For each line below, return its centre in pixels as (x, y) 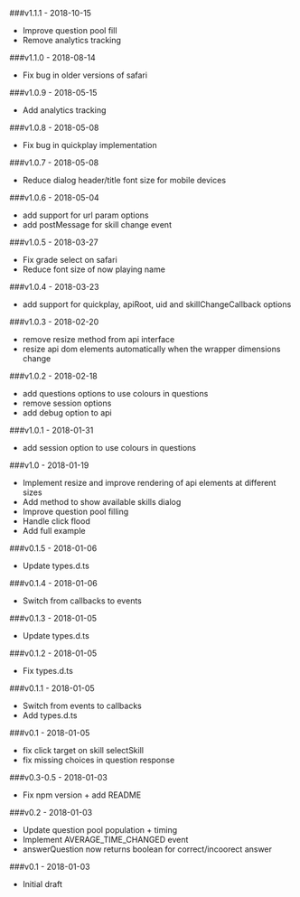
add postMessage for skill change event (97, 224)
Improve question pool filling (75, 511)
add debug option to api (67, 413)
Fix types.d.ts (48, 671)
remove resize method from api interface (98, 339)
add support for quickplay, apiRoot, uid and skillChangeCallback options (157, 304)
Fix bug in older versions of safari (84, 75)
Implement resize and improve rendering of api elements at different (149, 483)
